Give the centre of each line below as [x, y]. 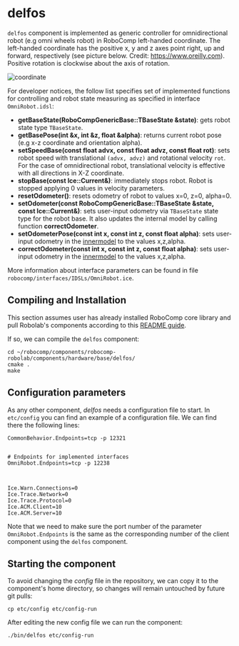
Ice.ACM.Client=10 [35, 507]
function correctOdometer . [58, 226]
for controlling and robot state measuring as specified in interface [104, 99]
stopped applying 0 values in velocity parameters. [91, 188]
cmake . [19, 364]
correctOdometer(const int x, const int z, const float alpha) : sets [115, 248]
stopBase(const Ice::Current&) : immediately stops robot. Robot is [115, 181]
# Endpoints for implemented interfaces [68, 457]
